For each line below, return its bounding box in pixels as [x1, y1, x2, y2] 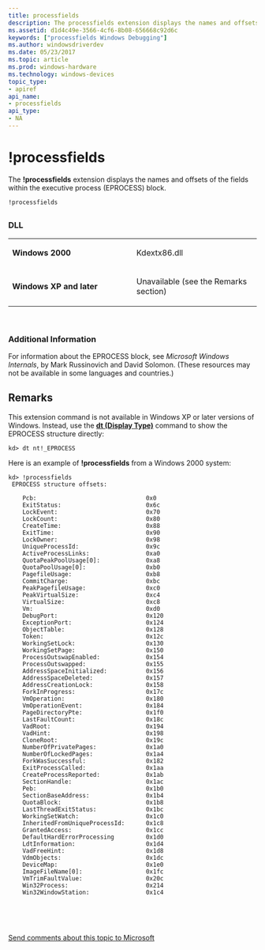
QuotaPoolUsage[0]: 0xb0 [22, 563, 160, 571]
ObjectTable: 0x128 [22, 625, 164, 633]
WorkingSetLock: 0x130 [22, 639, 164, 647]
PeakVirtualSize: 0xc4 [22, 590, 160, 599]
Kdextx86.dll [136, 247, 184, 258]
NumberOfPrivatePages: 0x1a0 [22, 743, 164, 751]
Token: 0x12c [22, 632, 164, 640]
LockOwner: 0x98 [22, 535, 160, 544]
